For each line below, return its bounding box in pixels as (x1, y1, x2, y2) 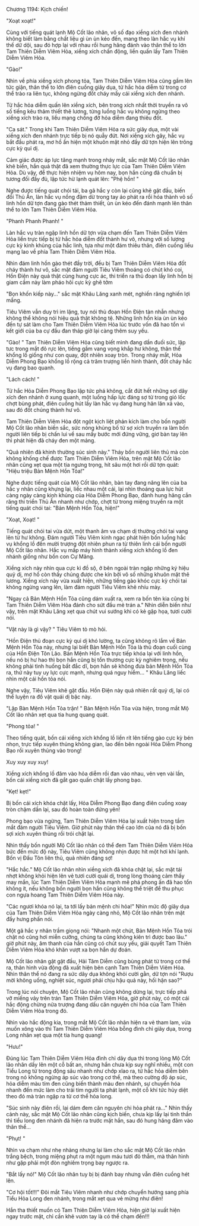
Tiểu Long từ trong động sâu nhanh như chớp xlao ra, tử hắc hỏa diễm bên (6, 1067, 188, 1074)
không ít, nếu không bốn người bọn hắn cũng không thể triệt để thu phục (6, 885, 184, 892)
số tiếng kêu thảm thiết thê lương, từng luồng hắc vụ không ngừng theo (6, 108, 180, 115)
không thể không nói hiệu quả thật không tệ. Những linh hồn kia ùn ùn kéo (6, 315, 188, 322)
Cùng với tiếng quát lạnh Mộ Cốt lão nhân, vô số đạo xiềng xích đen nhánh (6, 29, 189, 36)
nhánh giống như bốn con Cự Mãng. (6, 553, 95, 560)
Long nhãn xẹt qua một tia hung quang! (6, 1031, 103, 1039)
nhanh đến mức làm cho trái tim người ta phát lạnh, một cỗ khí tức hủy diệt (6, 1086, 188, 1093)
